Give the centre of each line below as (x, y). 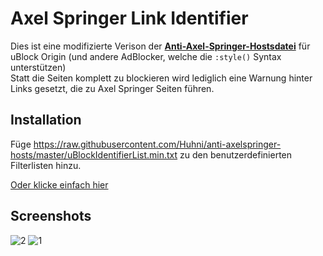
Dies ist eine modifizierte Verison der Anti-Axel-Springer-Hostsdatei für (160, 46)
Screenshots (51, 216)
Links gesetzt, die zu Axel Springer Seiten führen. (112, 88)
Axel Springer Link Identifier (129, 18)
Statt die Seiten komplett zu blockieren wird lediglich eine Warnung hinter (161, 78)
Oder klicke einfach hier (59, 184)
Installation (46, 120)
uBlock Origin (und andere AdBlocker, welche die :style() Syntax (146, 56)
